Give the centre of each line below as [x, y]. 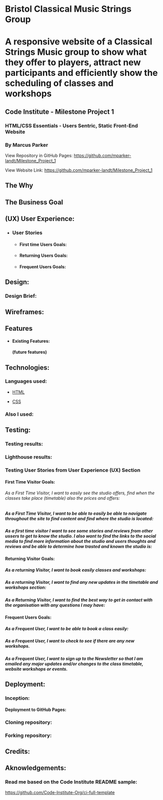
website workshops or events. [36, 669]
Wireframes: [25, 312]
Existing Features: [31, 341]
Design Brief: [21, 296]
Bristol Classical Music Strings [68, 9]
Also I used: [20, 414]
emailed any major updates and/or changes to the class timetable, [74, 664]
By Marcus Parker [27, 145]
